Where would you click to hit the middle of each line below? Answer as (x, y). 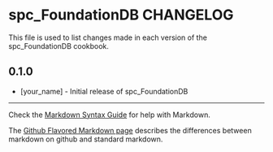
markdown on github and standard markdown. (86, 139)
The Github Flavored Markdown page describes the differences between (130, 130)
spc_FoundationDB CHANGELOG (121, 15)
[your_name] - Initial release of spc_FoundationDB (104, 91)
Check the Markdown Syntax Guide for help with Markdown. (110, 115)
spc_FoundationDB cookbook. (59, 46)
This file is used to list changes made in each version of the (108, 37)
